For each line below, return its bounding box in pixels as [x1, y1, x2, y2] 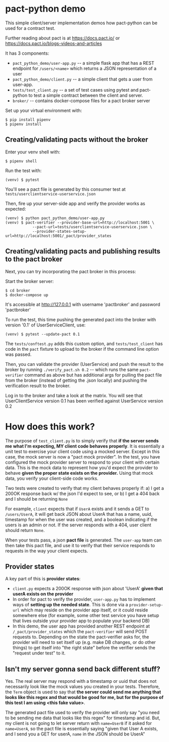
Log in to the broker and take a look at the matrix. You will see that [5, 392, 143, 398]
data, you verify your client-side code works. [5, 475, 98, 481]
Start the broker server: [5, 278, 54, 284]
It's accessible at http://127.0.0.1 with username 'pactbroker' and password [5, 301, 160, 307]
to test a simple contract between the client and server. [28, 92, 143, 98]
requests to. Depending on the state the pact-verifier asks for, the [12, 634, 149, 640]
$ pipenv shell [5, 158, 37, 163]
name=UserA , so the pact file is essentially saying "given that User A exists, [5, 726, 158, 732]
